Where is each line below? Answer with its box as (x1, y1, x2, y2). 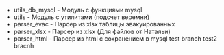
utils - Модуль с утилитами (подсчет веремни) (13, 13, 150, 21)
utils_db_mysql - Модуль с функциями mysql (13, 6, 142, 14)
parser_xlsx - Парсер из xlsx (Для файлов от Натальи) (13, 27, 171, 35)
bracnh (13, 42, 34, 50)
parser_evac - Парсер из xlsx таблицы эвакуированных (13, 20, 175, 28)
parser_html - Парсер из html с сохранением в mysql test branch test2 (13, 35, 218, 43)
